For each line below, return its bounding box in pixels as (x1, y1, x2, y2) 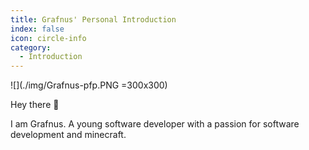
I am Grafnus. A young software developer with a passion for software (10, 118, 300, 130)
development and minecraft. (10, 129, 127, 141)
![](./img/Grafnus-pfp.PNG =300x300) (10, 79, 168, 91)
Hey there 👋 (10, 99, 60, 111)
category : (10, 42, 52, 53)
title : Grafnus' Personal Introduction (10, 14, 177, 25)
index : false (10, 24, 65, 34)
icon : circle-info (10, 33, 87, 43)
